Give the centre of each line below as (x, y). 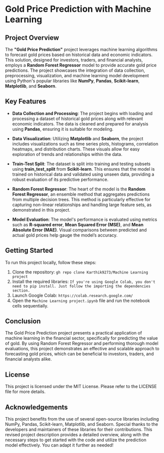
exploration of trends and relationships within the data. (67, 154)
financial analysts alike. (29, 359)
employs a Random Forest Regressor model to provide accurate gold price (81, 65)
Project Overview (32, 38)
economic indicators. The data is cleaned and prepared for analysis (80, 123)
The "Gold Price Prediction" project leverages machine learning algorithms (81, 49)
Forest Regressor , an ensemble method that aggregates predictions (81, 194)
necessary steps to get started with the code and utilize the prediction (76, 440)
